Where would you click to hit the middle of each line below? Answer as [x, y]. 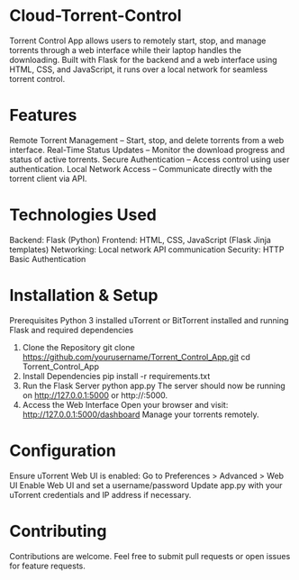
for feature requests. [47, 566]
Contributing [58, 531]
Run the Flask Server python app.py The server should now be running [154, 385]
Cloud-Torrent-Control [95, 16]
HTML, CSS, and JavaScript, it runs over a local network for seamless [139, 69]
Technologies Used [83, 215]
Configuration [63, 450]
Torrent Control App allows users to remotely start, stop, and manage [138, 41]
